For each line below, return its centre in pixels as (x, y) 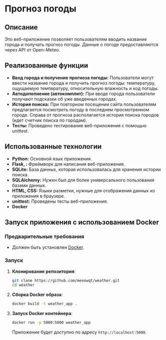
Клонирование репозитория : (44, 271)
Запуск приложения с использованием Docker (82, 223)
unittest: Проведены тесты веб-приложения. (60, 201)
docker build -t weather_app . (44, 304)
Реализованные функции (46, 66)
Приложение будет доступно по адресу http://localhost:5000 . (79, 332)
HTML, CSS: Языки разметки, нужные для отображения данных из (83, 190)
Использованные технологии (53, 146)
